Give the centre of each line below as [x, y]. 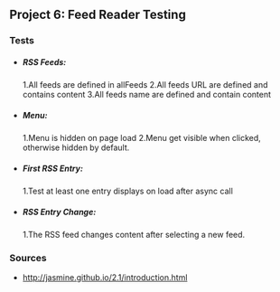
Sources [28, 259]
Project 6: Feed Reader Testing [98, 15]
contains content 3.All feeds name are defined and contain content [147, 95]
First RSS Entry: [53, 168]
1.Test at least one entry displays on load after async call [127, 191]
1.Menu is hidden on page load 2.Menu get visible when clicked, [142, 138]
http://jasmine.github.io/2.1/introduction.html [105, 278]
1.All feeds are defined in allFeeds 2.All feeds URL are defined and [145, 85]
